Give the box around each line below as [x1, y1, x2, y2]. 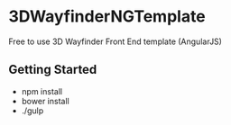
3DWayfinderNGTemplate [8, 6, 207, 27]
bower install [21, 95, 69, 106]
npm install [21, 85, 63, 96]
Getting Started [8, 62, 97, 77]
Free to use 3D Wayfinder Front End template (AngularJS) [8, 36, 223, 47]
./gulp [21, 105, 44, 116]
